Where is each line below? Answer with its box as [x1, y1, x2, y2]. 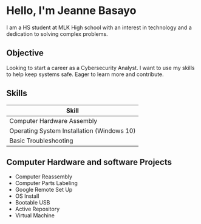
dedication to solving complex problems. [6, 30, 108, 37]
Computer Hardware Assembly [9, 116, 98, 125]
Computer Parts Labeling [15, 180, 78, 187]
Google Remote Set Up [15, 186, 73, 194]
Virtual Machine [15, 212, 55, 219]
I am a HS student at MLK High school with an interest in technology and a [6, 24, 192, 31]
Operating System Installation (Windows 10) [9, 126, 136, 135]
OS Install [15, 192, 39, 200]
